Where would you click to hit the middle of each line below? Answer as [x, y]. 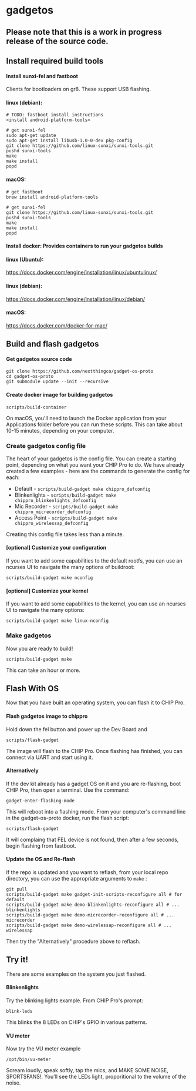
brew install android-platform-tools [52, 197]
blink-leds [19, 1012]
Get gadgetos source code [39, 359]
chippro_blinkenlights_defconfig [55, 500]
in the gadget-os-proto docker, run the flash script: [68, 818]
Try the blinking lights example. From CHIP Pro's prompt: [75, 1000]
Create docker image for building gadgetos [60, 394]
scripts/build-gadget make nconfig [50, 578]
